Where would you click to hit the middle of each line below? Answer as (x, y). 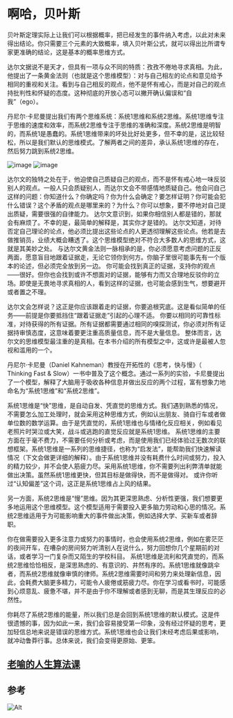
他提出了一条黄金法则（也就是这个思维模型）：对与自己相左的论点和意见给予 (115, 75)
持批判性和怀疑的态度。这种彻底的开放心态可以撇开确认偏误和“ (97, 93)
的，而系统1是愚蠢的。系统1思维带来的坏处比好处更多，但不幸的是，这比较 (113, 133)
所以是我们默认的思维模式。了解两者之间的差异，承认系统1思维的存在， (121, 142)
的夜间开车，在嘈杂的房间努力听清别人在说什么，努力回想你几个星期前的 (110, 547)
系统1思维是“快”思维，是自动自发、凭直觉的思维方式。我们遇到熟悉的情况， (114, 405)
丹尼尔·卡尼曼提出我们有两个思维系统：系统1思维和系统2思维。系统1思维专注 (115, 116)
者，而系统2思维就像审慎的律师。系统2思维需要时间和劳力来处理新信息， (111, 574)
